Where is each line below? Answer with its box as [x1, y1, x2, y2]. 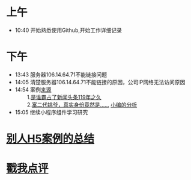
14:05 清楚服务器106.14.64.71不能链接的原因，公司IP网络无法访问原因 [14, 78, 186, 85]
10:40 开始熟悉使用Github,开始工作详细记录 [14, 26, 122, 34]
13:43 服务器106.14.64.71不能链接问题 [14, 70, 108, 78]
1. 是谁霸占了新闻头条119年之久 [26, 93, 102, 101]
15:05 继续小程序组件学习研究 [14, 108, 88, 116]
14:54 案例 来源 [14, 85, 52, 93]
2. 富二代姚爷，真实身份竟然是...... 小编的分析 [26, 101, 138, 108]
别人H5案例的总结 [6, 132, 95, 146]
